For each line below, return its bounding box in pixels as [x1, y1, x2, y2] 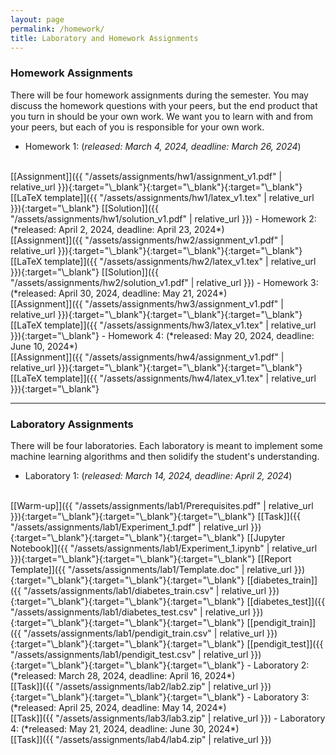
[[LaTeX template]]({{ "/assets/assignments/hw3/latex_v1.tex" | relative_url [10, 319, 317, 331]
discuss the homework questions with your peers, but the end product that [10, 99, 318, 111]
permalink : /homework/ [10, 24, 105, 34]
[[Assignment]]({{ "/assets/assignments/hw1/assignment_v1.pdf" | [10, 170, 283, 182]
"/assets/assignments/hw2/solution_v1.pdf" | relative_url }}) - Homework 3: [10, 276, 319, 288]
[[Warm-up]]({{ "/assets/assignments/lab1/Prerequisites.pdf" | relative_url [10, 499, 314, 511]
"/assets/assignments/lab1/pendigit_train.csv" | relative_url [23, 627, 265, 639]
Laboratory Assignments [10, 417, 134, 431]
